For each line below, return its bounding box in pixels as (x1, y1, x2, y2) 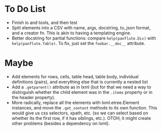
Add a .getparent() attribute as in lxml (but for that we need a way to (11, 84, 151, 90)
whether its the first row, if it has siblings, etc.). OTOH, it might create (11, 115, 151, 121)
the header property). (11, 94, 56, 100)
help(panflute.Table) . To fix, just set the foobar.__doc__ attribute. (11, 40, 145, 46)
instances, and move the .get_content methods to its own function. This (11, 105, 158, 110)
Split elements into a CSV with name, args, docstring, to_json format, (11, 24, 151, 30)
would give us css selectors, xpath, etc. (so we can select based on (11, 110, 149, 116)
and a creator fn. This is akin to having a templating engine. (11, 30, 132, 36)
